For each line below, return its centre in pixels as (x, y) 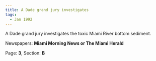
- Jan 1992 (21, 19)
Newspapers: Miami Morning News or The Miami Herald (65, 43)
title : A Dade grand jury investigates (47, 10)
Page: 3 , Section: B (25, 53)
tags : (11, 15)
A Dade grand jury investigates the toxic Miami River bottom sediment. (78, 34)
